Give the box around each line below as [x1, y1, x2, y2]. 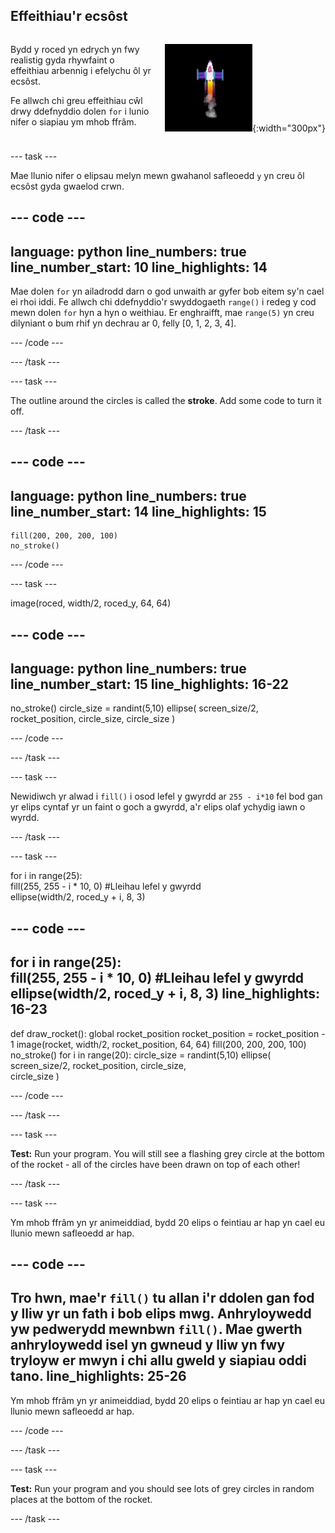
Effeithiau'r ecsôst [10, 8, 128, 25]
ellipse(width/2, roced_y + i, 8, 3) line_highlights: [10, 985, 321, 1003]
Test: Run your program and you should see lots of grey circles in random [10, 1482, 315, 1494]
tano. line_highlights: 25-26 [10, 1368, 187, 1385]
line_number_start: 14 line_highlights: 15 [10, 503, 267, 520]
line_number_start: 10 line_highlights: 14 [10, 259, 268, 276]
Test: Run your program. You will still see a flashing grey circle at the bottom [10, 1147, 325, 1159]
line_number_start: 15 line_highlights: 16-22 [10, 676, 290, 693]
